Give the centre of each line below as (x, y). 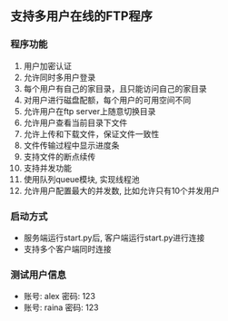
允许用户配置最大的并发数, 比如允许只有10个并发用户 (122, 190)
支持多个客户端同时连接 (67, 248)
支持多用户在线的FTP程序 (81, 16)
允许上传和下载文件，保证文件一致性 (91, 133)
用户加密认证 (47, 65)
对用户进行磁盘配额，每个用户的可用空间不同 (107, 100)
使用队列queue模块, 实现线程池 (81, 179)
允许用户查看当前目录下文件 (75, 122)
